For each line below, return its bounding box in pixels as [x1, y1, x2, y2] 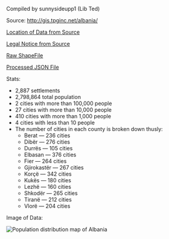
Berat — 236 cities [24, 132, 71, 139]
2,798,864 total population [14, 94, 81, 100]
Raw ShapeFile [6, 52, 43, 59]
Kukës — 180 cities [24, 177, 71, 183]
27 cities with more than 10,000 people [14, 106, 112, 113]
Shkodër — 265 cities [24, 190, 78, 197]
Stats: [6, 75, 21, 82]
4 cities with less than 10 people [14, 119, 95, 126]
